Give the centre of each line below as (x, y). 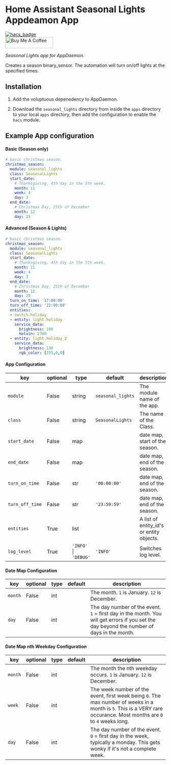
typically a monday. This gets (125, 743)
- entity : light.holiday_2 (38, 339)
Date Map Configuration (31, 571)
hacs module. (26, 120)
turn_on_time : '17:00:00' (37, 301)
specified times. (22, 70)
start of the (153, 441)
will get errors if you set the (123, 620)
